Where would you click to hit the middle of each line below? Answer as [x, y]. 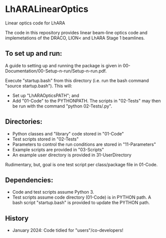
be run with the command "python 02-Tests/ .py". [62, 106]
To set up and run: [34, 54]
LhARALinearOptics [47, 9]
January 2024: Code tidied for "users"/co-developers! [68, 231]
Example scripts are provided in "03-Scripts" [58, 149]
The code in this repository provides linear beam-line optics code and [76, 32]
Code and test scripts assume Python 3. [53, 192]
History [17, 218]
